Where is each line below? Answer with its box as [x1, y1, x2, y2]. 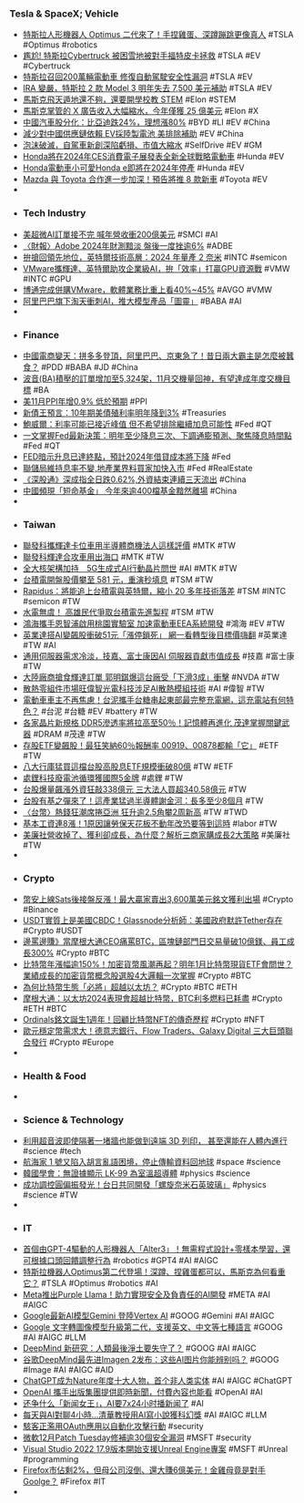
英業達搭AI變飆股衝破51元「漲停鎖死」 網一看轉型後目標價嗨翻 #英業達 [22, 630, 288, 641]
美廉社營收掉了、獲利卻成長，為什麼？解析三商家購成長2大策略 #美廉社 [22, 829, 291, 840]
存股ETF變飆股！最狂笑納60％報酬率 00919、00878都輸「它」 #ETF [22, 740, 279, 751]
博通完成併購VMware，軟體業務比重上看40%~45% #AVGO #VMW [22, 283, 273, 294]
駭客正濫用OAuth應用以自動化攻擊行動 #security [22, 1421, 204, 1432]
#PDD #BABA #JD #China [40, 361, 138, 372]
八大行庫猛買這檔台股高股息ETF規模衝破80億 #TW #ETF [22, 761, 234, 772]
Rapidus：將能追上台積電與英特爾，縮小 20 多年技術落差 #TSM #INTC [22, 586, 287, 597]
